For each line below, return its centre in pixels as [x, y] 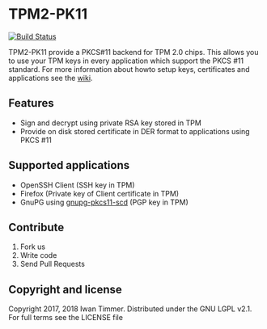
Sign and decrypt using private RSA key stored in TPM [111, 123]
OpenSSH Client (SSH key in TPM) [77, 185]
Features [31, 103]
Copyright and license [66, 289]
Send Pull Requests [52, 264]
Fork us [33, 247]
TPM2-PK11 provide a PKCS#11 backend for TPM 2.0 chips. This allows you [133, 52]
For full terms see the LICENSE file [66, 318]
